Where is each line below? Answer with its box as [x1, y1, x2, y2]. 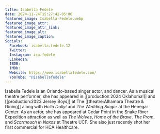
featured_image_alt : [5, 30, 47, 34]
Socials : [5, 39, 23, 44]
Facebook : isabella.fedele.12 [9, 43, 70, 48]
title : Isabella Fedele [5, 7, 53, 12]
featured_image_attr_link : [5, 25, 60, 30]
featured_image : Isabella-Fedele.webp [5, 16, 83, 21]
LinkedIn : [9, 57, 29, 62]
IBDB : [9, 61, 21, 66]
